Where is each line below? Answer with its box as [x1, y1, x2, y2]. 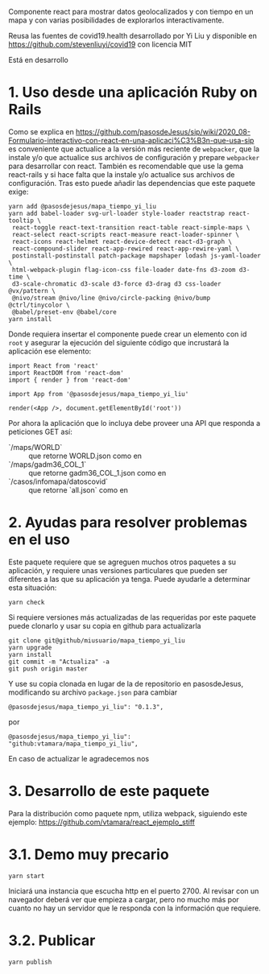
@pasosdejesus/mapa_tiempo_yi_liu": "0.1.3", [8, 703, 163, 711]
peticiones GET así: [8, 427, 72, 436]
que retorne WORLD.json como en [28, 451, 143, 460]
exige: [8, 187, 29, 196]
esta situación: [8, 583, 57, 592]
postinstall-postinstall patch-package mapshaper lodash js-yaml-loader [11, 251, 262, 260]
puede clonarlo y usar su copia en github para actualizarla [8, 621, 201, 630]
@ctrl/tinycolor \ [8, 301, 70, 309]
